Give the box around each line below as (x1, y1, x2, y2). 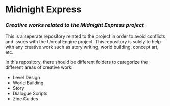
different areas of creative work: (5, 64, 73, 70)
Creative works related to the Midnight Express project (5, 22, 144, 29)
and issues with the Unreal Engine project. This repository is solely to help (5, 39, 161, 45)
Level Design (12, 75, 40, 81)
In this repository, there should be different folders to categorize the (5, 59, 148, 65)
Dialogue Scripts (12, 90, 48, 97)
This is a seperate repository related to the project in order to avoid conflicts (5, 33, 165, 39)
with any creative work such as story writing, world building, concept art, (5, 44, 159, 50)
